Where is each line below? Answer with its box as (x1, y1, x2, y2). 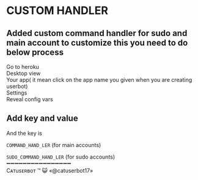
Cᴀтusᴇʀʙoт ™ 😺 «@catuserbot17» (6, 167, 94, 174)
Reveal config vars (6, 96, 53, 103)
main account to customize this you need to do (6, 37, 188, 48)
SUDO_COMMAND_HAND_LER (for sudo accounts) (6, 153, 116, 160)
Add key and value (6, 113, 78, 124)
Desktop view (6, 70, 41, 77)
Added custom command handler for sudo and (6, 28, 188, 38)
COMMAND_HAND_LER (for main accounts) (6, 141, 101, 148)
